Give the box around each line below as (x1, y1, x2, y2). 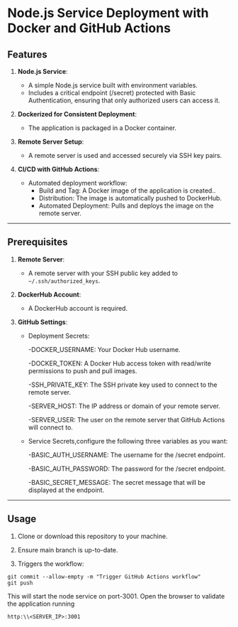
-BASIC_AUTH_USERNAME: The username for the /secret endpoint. (28, 450, 225, 459)
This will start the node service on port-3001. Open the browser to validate (7, 591, 225, 600)
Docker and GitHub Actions (7, 20, 171, 36)
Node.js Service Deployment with (7, 5, 209, 21)
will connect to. (28, 423, 73, 432)
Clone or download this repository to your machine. (17, 532, 168, 540)
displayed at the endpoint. (28, 486, 105, 494)
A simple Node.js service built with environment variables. (28, 81, 198, 90)
